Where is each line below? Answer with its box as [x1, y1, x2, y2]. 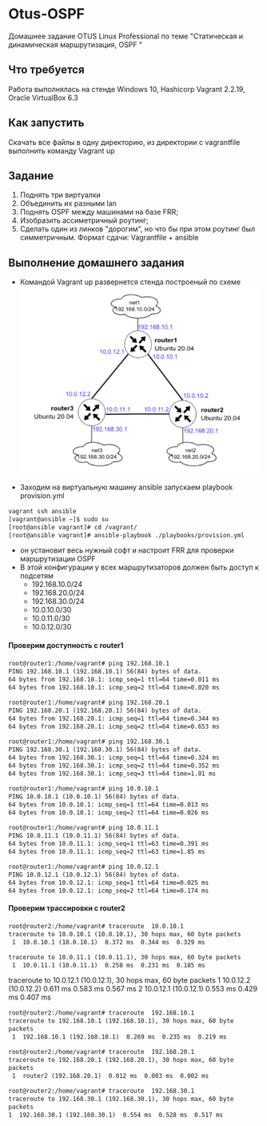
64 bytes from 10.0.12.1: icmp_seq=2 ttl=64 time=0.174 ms [8, 887, 209, 895]
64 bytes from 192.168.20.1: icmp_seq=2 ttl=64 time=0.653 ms [8, 722, 220, 730]
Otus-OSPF [8, 5, 86, 23]
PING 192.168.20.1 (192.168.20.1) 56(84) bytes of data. [8, 706, 202, 714]
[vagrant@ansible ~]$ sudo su [8, 516, 110, 524]
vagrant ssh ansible [8, 508, 78, 516]
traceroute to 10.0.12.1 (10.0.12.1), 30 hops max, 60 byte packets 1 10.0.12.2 [8, 975, 251, 985]
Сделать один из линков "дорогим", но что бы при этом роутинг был [19, 224, 256, 234]
